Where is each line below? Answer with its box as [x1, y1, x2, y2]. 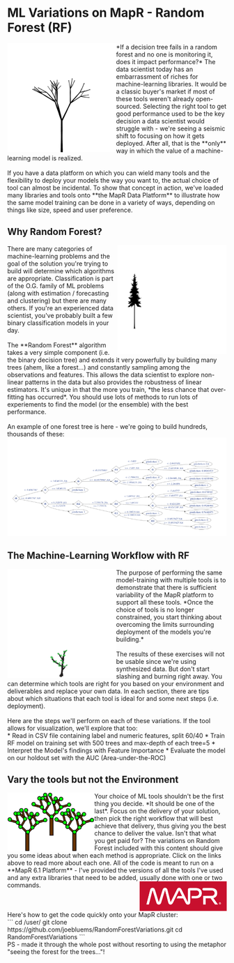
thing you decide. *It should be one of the [94, 800, 214, 808]
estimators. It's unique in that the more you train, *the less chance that [7, 385, 210, 393]
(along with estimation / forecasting [7, 289, 109, 297]
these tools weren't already [116, 94, 194, 103]
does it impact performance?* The [116, 57, 216, 66]
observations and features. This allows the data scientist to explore [7, 370, 200, 379]
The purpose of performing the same [116, 568, 223, 577]
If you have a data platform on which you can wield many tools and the [7, 169, 210, 177]
